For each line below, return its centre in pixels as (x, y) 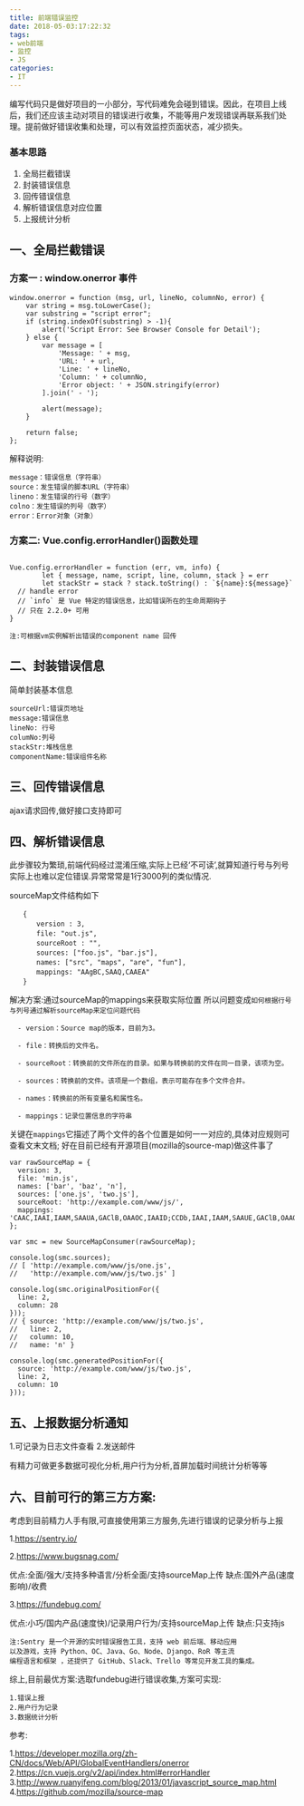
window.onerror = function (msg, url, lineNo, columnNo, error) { (137, 297)
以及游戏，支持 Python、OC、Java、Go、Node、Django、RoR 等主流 (122, 1652)
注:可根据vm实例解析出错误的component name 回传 (93, 636)
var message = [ (72, 345)
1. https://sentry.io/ (43, 1539)
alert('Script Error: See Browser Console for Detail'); (151, 329)
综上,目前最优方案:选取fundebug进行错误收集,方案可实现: (115, 1679)
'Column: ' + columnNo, (102, 377)
